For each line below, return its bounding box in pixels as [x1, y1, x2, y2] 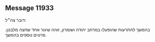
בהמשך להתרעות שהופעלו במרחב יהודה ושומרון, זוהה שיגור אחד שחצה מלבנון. [5, 27, 151, 33]
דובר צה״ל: [5, 17, 26, 23]
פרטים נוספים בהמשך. [5, 32, 47, 38]
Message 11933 [5, 4, 54, 12]
